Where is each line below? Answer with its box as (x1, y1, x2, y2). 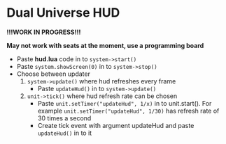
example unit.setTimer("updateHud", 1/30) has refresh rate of (37, 106, 220, 115)
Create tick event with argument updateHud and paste (37, 121, 195, 129)
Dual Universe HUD (6, 5, 120, 21)
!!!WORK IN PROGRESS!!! (6, 28, 81, 36)
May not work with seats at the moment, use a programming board (6, 41, 204, 49)
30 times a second (37, 113, 92, 122)
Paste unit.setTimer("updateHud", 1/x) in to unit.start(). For (37, 99, 212, 107)
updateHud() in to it (37, 129, 92, 137)
